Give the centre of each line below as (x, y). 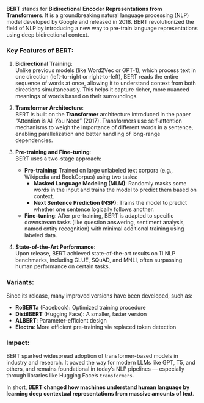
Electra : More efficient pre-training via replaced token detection (96, 327)
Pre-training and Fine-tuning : (53, 152)
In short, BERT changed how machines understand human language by (98, 387)
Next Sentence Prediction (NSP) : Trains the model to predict (110, 203)
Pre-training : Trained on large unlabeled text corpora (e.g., (98, 171)
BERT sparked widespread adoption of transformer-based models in (92, 355)
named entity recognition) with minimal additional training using (104, 229)
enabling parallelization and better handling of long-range (88, 134)
